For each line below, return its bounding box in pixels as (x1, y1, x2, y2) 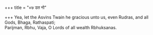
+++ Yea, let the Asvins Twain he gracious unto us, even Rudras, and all (4, 15, 149, 20)
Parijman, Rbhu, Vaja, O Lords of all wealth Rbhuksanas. (4, 25, 117, 30)
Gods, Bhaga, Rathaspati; (4, 19, 56, 25)
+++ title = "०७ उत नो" (4, 5, 47, 10)
